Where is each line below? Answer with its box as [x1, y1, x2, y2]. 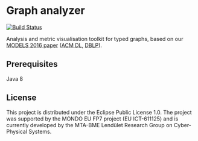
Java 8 [6, 75, 23, 82]
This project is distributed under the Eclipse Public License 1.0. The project [6, 108, 192, 116]
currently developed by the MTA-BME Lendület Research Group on [6, 121, 173, 128]
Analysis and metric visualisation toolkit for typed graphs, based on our [6, 35, 184, 42]
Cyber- [173, 121, 192, 128]
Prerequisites [6, 59, 58, 69]
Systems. [28, 128, 52, 135]
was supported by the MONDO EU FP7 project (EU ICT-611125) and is [6, 115, 179, 122]
